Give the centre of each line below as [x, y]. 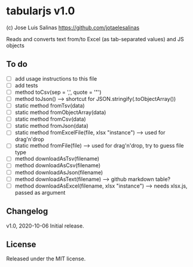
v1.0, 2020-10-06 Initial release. [45, 226]
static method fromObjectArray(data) [60, 112]
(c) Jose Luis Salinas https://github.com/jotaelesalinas [73, 27]
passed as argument [40, 192]
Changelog [27, 211]
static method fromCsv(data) [50, 119]
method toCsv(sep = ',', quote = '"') [58, 92]
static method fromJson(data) [51, 126]
